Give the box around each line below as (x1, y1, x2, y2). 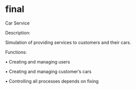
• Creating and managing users (5, 58, 70, 64)
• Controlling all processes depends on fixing (5, 78, 99, 84)
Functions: (5, 49, 27, 55)
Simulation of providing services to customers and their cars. (5, 39, 131, 45)
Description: (5, 29, 31, 35)
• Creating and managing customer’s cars (5, 68, 92, 74)
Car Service (5, 20, 30, 26)
